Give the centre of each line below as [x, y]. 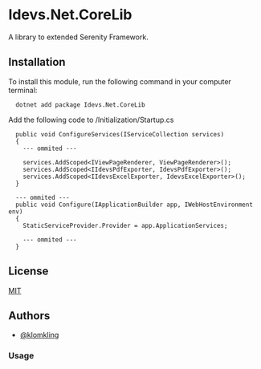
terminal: [23, 90]
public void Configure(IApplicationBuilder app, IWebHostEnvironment [134, 205]
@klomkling [39, 335]
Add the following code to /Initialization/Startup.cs [91, 120]
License [29, 272]
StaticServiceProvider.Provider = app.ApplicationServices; [125, 225]
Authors [29, 316]
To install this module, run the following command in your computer [120, 81]
